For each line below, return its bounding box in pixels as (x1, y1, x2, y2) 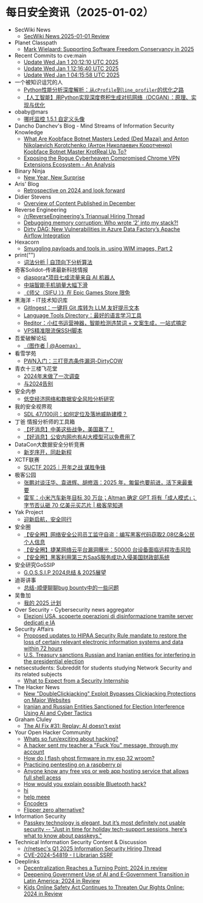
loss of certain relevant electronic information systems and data (23, 638, 184, 645)
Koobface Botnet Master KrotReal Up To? (23, 148, 127, 155)
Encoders (23, 800, 48, 807)
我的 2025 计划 (23, 599, 61, 606)
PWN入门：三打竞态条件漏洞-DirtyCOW (23, 357, 123, 365)
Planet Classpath (14, 39, 57, 46)
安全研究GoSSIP (14, 561, 55, 568)
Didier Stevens (14, 193, 52, 201)
